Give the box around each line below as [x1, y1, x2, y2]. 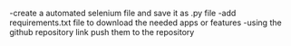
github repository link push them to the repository [9, 27, 195, 37]
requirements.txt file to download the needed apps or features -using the [9, 17, 283, 28]
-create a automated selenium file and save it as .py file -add [9, 8, 237, 18]
